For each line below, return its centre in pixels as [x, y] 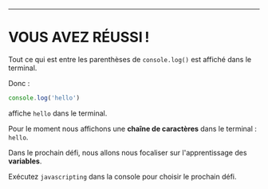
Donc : [19, 83]
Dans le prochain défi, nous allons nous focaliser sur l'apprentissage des [128, 152]
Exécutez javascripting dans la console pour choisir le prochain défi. [122, 176]
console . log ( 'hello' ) [44, 98]
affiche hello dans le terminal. [58, 113]
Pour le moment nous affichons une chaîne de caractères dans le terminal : [133, 128]
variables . [25, 161]
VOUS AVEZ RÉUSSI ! [79, 37]
